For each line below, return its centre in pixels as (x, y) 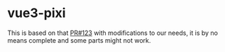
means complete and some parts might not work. (79, 40)
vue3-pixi (37, 13)
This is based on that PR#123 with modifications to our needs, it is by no (113, 33)
